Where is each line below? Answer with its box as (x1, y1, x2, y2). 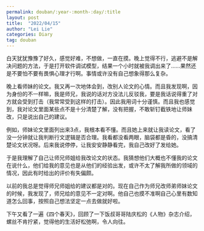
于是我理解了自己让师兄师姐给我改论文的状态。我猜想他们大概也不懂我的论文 (6, 154, 198, 161)
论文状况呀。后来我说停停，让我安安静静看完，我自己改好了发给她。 (11, 141, 182, 148)
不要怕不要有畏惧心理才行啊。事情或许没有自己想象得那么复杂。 (11, 70, 171, 77)
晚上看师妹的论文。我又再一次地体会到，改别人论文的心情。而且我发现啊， (6, 83, 192, 90)
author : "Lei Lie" (6, 26, 53, 32)
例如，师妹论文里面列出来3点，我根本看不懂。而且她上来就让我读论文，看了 (6, 126, 196, 133)
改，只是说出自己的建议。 (6, 113, 70, 120)
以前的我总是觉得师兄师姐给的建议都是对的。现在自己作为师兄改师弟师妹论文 (6, 182, 198, 189)
